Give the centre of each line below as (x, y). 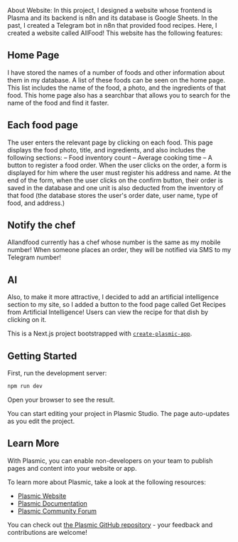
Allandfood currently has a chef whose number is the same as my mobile (114, 242)
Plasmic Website (42, 496)
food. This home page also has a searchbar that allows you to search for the (119, 95)
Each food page (43, 125)
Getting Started (42, 356)
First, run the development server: (57, 373)
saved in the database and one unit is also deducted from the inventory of (115, 187)
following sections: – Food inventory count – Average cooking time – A (110, 157)
